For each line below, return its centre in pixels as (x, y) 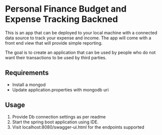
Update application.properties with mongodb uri (60, 90)
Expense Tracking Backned (61, 19)
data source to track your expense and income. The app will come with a (78, 38)
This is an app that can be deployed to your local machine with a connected (81, 33)
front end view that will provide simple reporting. (54, 43)
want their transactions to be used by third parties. (56, 57)
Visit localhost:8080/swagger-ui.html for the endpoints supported (78, 127)
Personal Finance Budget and (66, 9)
